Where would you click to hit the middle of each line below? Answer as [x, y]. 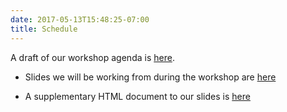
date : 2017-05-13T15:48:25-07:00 [80, 19]
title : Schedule [44, 29]
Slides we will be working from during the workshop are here [150, 77]
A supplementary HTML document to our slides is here [137, 96]
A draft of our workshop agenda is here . [92, 57]
